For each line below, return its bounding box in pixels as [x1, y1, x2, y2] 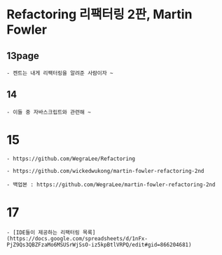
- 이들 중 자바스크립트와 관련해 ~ [6, 108, 92, 116]
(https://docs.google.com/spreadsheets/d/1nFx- [6, 235, 148, 242]
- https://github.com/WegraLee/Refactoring [6, 155, 136, 162]
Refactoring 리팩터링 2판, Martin [6, 6, 193, 22]
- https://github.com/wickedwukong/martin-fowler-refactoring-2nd [6, 167, 204, 174]
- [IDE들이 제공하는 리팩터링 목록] [6, 229, 96, 236]
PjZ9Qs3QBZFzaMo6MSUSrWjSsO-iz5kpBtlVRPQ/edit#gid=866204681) [6, 241, 192, 248]
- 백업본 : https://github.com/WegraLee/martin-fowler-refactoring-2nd [6, 181, 216, 188]
